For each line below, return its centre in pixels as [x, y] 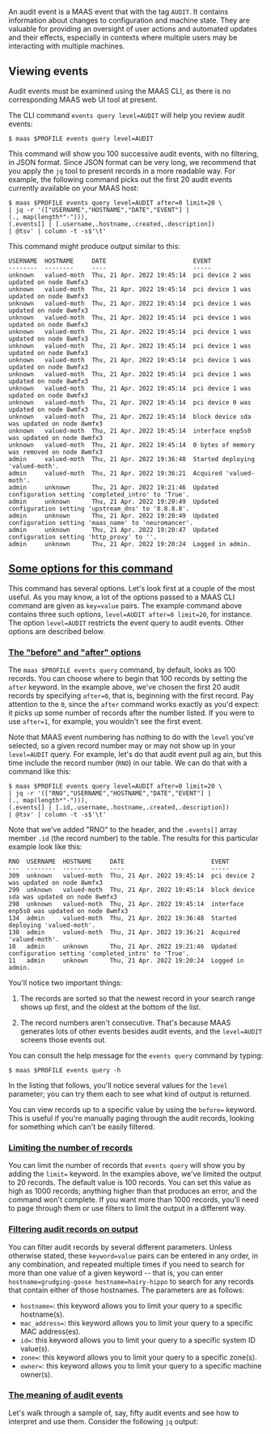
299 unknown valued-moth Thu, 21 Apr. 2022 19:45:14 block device [131, 890]
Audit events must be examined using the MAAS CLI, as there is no [120, 91]
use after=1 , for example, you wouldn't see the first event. [106, 721]
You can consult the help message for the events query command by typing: [136, 1055]
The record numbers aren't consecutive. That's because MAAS [125, 1022]
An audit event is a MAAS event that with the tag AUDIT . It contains [119, 12]
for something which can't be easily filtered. [82, 1127]
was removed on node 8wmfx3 [56, 452]
